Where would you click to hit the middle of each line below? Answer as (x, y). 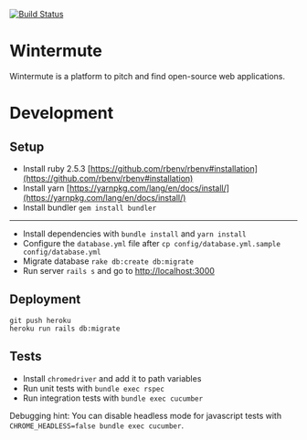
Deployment (45, 300)
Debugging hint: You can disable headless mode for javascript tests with (145, 415)
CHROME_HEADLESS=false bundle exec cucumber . (97, 425)
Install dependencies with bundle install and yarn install (134, 234)
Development (62, 113)
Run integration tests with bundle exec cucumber (113, 398)
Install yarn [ (46, 188)
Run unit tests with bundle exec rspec (93, 388)
